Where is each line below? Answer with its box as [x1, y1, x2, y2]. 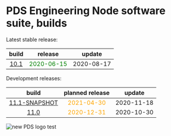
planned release [63, 89, 110, 97]
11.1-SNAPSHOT [9, 98, 59, 107]
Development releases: [6, 74, 62, 81]
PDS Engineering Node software [6, 4, 166, 18]
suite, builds [6, 16, 67, 30]
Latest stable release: [6, 36, 58, 43]
